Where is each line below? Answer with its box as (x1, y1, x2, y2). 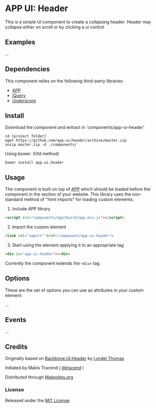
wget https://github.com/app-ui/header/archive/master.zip (5, 138, 127, 143)
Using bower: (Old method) (5, 151, 60, 157)
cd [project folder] (5, 134, 47, 139)
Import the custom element (12, 224, 66, 230)
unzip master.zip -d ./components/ (5, 142, 77, 147)
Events (5, 316, 27, 324)
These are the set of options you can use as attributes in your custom (5, 287, 144, 293)
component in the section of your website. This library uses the (5, 191, 131, 197)
